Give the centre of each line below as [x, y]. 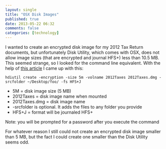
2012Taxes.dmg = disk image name [49, 102]
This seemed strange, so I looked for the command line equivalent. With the [83, 63]
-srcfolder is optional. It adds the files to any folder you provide [77, 107]
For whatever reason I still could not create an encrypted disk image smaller [83, 132]
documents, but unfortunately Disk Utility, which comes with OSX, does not [82, 52]
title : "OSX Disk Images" [32, 14]
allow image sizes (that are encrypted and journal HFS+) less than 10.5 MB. [82, 58]
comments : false [22, 28]
